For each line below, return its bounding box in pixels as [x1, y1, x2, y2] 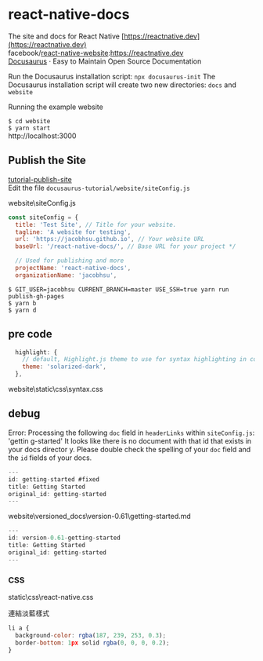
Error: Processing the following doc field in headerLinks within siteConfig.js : [8, 428, 255, 437]
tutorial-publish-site [8, 174, 72, 184]
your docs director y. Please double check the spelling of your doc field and [8, 444, 251, 454]
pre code [8, 327, 52, 341]
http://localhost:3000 [8, 131, 77, 141]
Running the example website [8, 102, 103, 111]
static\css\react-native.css [8, 592, 94, 601]
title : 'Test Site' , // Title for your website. [15, 221, 177, 228]
